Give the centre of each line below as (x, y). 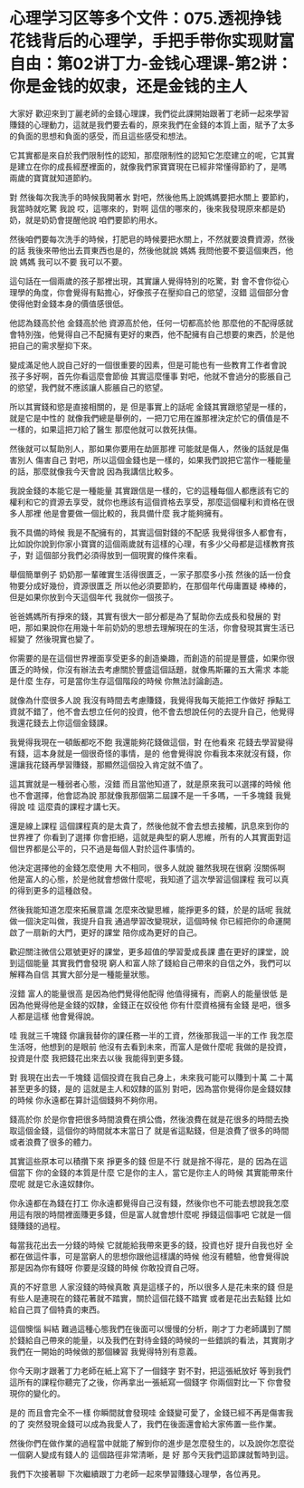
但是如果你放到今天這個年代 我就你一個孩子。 (94, 597)
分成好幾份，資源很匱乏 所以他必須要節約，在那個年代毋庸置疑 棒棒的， (158, 585)
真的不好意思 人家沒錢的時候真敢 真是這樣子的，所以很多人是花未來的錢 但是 (152, 1287)
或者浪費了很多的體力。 (53, 1142)
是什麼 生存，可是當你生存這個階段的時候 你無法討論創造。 (119, 681)
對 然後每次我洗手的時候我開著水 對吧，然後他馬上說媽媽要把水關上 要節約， (152, 197)
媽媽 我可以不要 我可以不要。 (73, 261)
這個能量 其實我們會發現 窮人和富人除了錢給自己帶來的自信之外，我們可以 (154, 962)
